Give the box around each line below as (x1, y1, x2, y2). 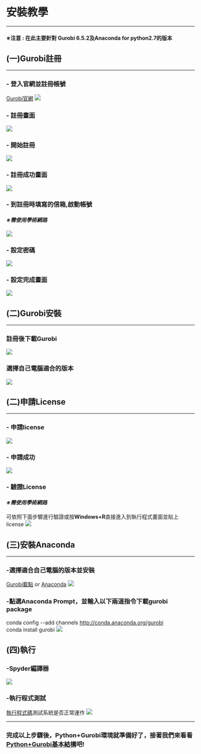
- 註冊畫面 (6, 111, 35, 119)
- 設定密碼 (6, 246, 35, 254)
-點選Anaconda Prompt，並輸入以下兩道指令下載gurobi (6, 597, 168, 606)
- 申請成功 (6, 453, 35, 461)
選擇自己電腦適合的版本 (6, 364, 74, 373)
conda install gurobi (6, 626, 55, 633)
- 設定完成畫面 (6, 276, 48, 284)
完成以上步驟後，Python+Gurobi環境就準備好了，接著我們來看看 (6, 731, 193, 739)
